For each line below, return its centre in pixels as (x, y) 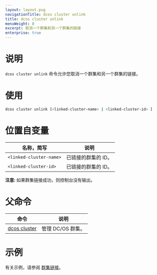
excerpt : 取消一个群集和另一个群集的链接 (43, 28)
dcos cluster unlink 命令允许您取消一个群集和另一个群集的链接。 (73, 74)
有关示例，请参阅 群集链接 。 (34, 267)
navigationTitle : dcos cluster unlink (45, 14)
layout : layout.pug (25, 10)
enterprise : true (23, 33)
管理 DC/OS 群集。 (64, 228)
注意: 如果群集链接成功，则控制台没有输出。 (50, 180)
